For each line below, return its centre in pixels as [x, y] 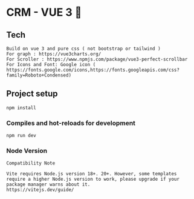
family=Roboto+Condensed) [39, 75]
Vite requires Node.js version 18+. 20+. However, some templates [92, 174]
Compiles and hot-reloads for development [71, 123]
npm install [21, 108]
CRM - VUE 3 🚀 [44, 12]
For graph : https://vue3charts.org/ [54, 54]
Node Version [27, 151]
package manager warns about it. [48, 184]
